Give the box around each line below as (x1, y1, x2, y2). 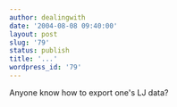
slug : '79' (9, 37, 50, 47)
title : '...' (9, 54, 58, 63)
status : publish (9, 46, 70, 55)
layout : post (9, 29, 58, 38)
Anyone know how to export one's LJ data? (9, 86, 169, 98)
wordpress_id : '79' (9, 63, 82, 72)
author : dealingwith (9, 12, 87, 22)
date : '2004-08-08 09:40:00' (9, 21, 118, 30)
